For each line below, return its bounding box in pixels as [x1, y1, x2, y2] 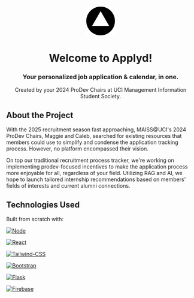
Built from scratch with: [6, 216, 64, 223]
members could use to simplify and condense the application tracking [6, 139, 178, 146]
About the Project [6, 110, 74, 120]
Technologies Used [6, 200, 80, 210]
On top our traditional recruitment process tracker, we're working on [6, 156, 175, 164]
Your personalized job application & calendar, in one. [22, 73, 179, 81]
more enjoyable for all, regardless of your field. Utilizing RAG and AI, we [6, 170, 183, 177]
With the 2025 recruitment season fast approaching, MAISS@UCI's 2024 [6, 126, 187, 133]
